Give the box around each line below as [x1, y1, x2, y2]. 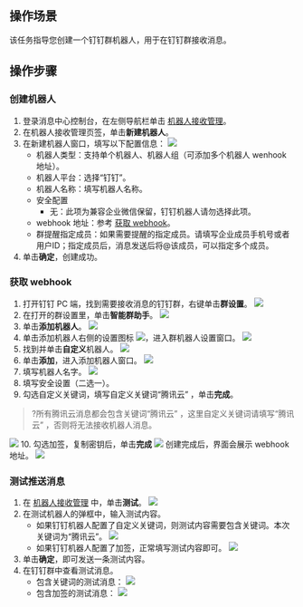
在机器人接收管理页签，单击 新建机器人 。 [22, 126, 174, 138]
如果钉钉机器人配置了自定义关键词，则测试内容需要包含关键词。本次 [35, 520, 290, 531]
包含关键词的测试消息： [35, 576, 124, 587]
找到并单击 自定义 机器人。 [22, 343, 118, 354]
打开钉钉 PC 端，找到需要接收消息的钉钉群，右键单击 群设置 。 [22, 298, 252, 309]
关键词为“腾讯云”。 [35, 531, 107, 542]
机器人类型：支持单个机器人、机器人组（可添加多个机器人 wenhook [35, 149, 287, 160]
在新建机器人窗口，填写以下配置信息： [22, 138, 166, 149]
